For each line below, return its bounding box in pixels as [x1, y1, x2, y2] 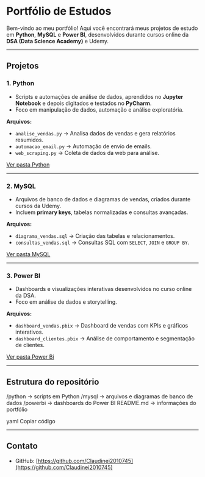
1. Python [6, 79, 35, 88]
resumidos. [15, 136, 44, 143]
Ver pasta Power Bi [6, 353, 54, 360]
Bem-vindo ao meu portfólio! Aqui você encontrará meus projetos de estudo [6, 24, 198, 32]
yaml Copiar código [6, 418, 56, 425]
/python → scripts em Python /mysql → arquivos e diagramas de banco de [6, 393, 193, 400]
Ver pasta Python [6, 160, 50, 168]
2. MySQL [6, 182, 37, 190]
